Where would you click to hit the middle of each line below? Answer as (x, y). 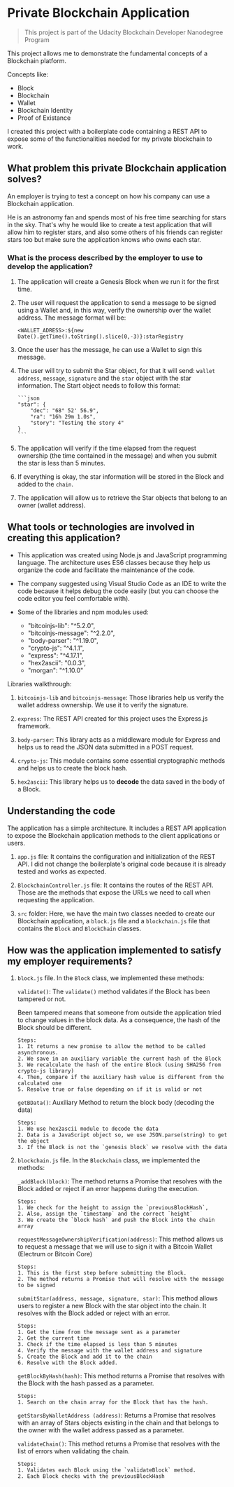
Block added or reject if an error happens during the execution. (108, 1189)
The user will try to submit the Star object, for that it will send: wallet (116, 371)
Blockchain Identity (45, 110)
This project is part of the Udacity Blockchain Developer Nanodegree (124, 32)
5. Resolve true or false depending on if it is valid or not (110, 1089)
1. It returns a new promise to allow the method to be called (111, 1047)
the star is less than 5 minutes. (61, 463)
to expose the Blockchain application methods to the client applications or (114, 835)
